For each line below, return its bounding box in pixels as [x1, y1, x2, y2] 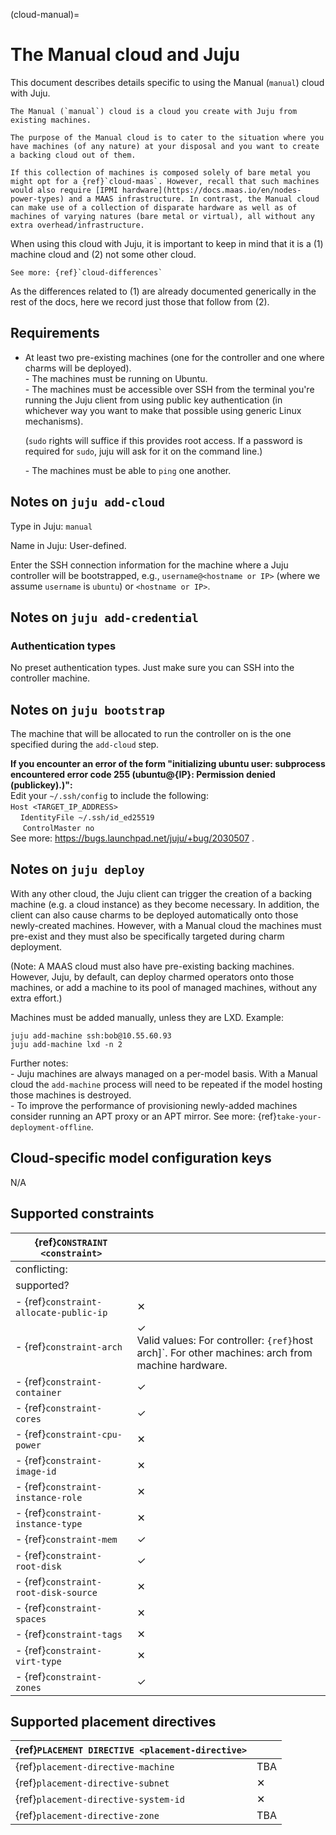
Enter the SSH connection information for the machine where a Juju [10, 559, 289, 571]
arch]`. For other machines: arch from [136, 1345, 313, 1359]
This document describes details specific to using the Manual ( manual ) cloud [10, 76, 325, 88]
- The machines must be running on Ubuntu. [24, 372, 208, 384]
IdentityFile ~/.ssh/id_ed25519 [19, 813, 155, 823]
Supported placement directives [10, 1713, 217, 1730]
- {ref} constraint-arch [15, 1339, 123, 1353]
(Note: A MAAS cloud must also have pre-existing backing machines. [10, 960, 295, 972]
